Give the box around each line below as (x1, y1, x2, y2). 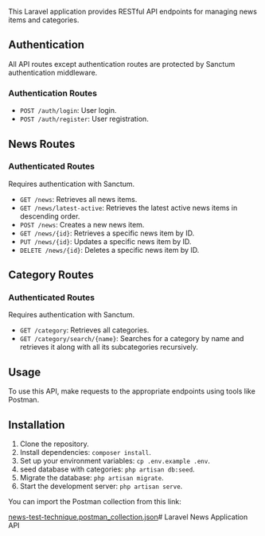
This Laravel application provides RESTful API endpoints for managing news (8, 7, 257, 16)
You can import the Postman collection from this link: (8, 497, 181, 507)
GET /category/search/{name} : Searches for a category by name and (19, 334, 244, 344)
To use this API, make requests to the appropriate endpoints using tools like (8, 386, 256, 396)
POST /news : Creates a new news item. (19, 219, 145, 229)
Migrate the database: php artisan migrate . (19, 473, 165, 483)
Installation (8, 418, 65, 432)
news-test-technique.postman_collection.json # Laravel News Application (8, 512, 248, 522)
